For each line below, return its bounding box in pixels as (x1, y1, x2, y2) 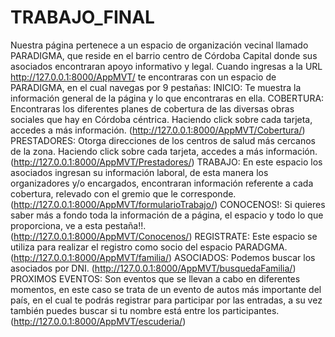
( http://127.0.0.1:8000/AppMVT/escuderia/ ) (10, 315, 187, 327)
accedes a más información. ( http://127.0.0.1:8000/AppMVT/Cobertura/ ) (10, 124, 306, 136)
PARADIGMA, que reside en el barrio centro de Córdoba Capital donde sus (10, 49, 318, 61)
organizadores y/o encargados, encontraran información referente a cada (10, 177, 314, 189)
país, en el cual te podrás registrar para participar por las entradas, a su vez (10, 294, 323, 306)
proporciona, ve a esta (10, 219, 103, 231)
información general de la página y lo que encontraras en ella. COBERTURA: (10, 92, 325, 104)
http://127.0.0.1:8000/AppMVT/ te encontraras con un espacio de (10, 71, 277, 83)
